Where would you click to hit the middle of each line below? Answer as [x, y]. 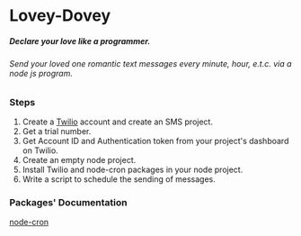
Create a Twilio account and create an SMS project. [118, 122]
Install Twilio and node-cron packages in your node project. [133, 170]
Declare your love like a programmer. [80, 41]
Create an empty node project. [79, 160]
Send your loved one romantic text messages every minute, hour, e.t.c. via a [150, 64]
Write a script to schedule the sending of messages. [119, 179]
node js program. [41, 74]
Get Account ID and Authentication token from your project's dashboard [155, 141]
